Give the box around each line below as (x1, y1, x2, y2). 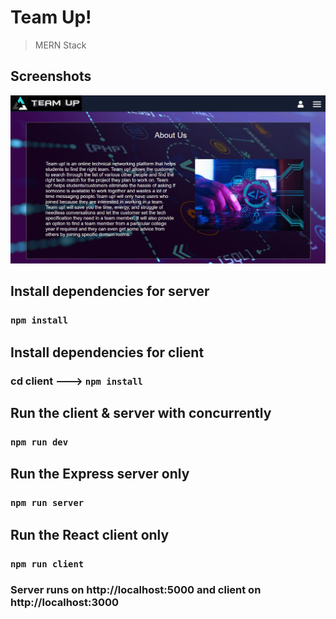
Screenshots (10, 68, 92, 85)
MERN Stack (34, 39, 87, 51)
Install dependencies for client (10, 344, 205, 361)
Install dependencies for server (10, 283, 210, 300)
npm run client (10, 558, 85, 570)
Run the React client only (10, 526, 170, 543)
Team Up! (10, 6, 92, 29)
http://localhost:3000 (10, 596, 120, 610)
